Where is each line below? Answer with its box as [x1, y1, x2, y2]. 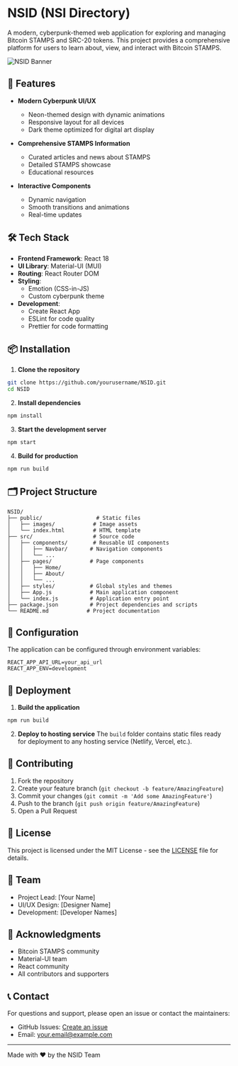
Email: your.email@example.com [17, 1031, 113, 1039]
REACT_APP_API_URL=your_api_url [7, 659, 103, 667]
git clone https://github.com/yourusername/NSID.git [7, 379, 166, 387]
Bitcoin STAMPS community [17, 947, 100, 956]
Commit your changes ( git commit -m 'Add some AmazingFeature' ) [17, 791, 212, 800]
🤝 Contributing [7, 758, 74, 770]
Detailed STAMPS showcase [28, 160, 111, 169]
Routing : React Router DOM [17, 269, 99, 278]
